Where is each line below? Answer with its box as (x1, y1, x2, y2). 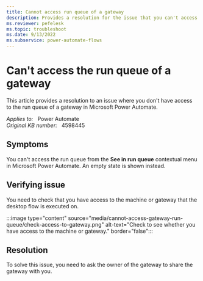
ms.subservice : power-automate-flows (6, 37, 102, 43)
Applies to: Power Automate (6, 115, 79, 122)
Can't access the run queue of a (6, 64, 171, 78)
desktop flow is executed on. (6, 202, 79, 210)
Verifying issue (6, 180, 66, 190)
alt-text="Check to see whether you (105, 221, 196, 228)
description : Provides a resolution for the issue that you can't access (6, 15, 198, 21)
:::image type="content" (6, 214, 67, 222)
